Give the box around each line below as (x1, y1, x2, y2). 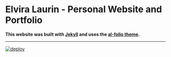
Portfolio (5, 14, 43, 26)
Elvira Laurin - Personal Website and (5, 4, 162, 15)
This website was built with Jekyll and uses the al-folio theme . (5, 31, 140, 37)
